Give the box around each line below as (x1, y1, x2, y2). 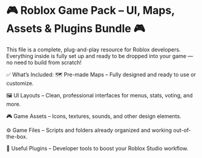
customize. (6, 79, 34, 87)
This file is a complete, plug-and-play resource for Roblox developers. (6, 45, 181, 53)
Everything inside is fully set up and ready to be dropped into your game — (6, 52, 194, 59)
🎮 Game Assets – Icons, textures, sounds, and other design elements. (6, 112, 181, 120)
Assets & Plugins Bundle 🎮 (6, 22, 146, 36)
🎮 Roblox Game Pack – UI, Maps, (6, 4, 175, 18)
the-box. (6, 133, 28, 140)
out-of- (173, 127, 192, 134)
